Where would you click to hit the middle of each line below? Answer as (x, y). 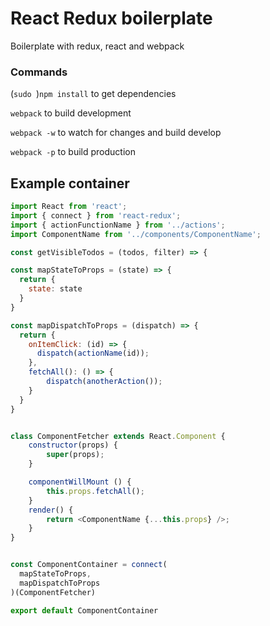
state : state (55, 289)
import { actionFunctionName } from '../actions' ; (118, 225)
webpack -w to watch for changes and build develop (116, 133)
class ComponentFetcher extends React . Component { (118, 436)
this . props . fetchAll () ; (95, 491)
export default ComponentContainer (84, 610)
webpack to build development (71, 113)
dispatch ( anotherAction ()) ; (104, 382)
